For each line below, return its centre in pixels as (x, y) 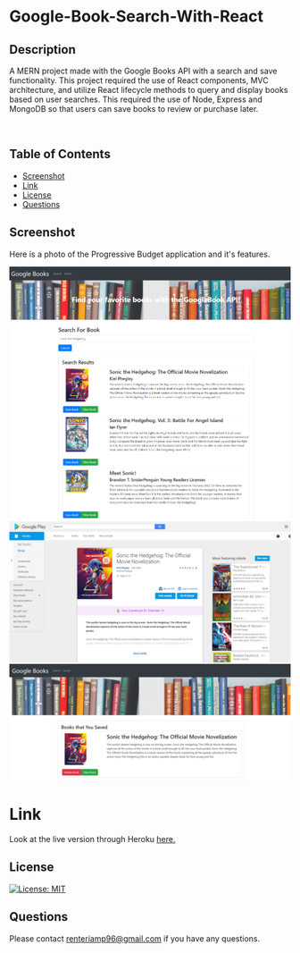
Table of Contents (60, 154)
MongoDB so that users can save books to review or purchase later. (134, 109)
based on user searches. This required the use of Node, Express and (136, 99)
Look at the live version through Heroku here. (92, 839)
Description (42, 50)
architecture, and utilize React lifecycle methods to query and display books (149, 90)
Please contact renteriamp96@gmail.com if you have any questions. (135, 938)
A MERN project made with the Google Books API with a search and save (143, 71)
